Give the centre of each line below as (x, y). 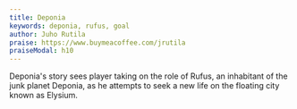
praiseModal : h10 (42, 51)
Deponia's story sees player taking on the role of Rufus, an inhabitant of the (148, 76)
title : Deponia (38, 17)
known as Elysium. (44, 96)
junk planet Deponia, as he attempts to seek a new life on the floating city (144, 86)
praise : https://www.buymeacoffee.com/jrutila (98, 42)
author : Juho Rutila (48, 34)
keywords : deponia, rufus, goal (69, 26)
